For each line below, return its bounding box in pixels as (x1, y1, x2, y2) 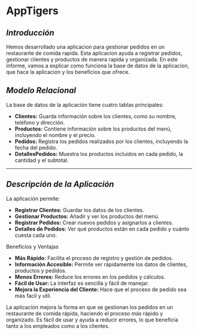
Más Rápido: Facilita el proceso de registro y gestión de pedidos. (14, 254, 174, 261)
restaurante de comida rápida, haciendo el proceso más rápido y (6, 310, 163, 317)
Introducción (6, 28, 55, 38)
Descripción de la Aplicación (6, 179, 114, 190)
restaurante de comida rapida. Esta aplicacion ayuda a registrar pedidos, (6, 50, 183, 57)
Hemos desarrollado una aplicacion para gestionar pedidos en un (6, 43, 165, 50)
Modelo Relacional (6, 86, 77, 96)
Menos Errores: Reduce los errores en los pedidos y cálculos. (14, 273, 166, 280)
